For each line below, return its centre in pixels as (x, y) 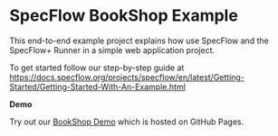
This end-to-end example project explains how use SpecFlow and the (139, 41)
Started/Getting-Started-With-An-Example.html (97, 86)
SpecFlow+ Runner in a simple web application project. (112, 50)
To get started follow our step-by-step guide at (97, 68)
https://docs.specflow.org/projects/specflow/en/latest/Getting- (127, 77)
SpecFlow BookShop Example (124, 16)
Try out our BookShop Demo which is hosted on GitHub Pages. (127, 122)
